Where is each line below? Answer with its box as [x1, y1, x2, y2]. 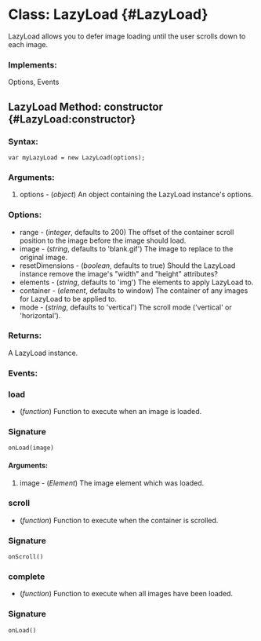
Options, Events [8, 77, 60, 87]
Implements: [8, 59, 57, 70]
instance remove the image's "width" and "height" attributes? [19, 269, 218, 278]
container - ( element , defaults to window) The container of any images [19, 285, 248, 295]
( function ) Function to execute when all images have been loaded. [19, 589, 234, 599]
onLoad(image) [8, 444, 55, 452]
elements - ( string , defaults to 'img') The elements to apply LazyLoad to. [19, 277, 254, 287]
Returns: [8, 330, 42, 341]
